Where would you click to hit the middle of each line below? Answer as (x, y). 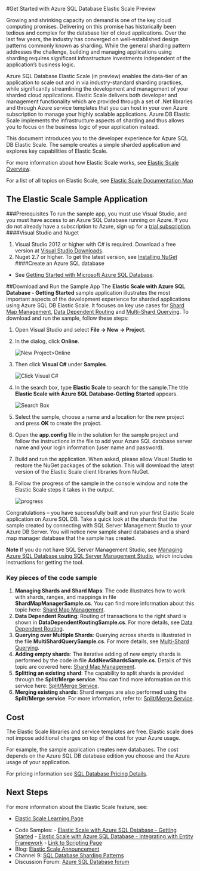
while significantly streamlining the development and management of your (97, 89)
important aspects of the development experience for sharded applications (98, 299)
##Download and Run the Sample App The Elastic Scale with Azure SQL (96, 286)
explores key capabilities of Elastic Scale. (57, 151)
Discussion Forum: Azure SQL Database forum (72, 861)
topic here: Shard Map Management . (60, 610)
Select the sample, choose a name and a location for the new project (99, 416)
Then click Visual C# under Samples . (61, 364)
